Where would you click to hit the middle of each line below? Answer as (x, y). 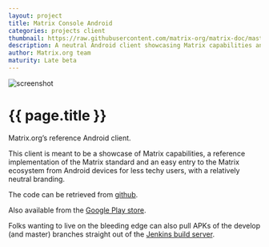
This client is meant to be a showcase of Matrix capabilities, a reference (127, 153)
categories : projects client (57, 30)
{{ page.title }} (58, 116)
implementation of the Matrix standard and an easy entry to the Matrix (124, 162)
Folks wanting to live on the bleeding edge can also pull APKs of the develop (134, 225)
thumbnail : (26, 38)
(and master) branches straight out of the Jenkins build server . (111, 234)
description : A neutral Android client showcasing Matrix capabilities (130, 46)
